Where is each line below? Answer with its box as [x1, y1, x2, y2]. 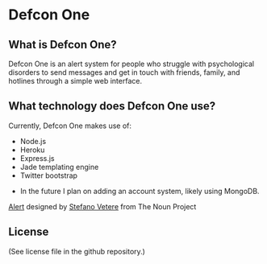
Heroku [19, 145, 45, 155]
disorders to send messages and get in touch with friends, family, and [8, 68, 240, 77]
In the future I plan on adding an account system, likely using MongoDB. [19, 186, 260, 196]
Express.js [19, 153, 55, 163]
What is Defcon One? [8, 38, 117, 52]
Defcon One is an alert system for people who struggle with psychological [8, 59, 255, 68]
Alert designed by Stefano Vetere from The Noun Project [8, 201, 197, 211]
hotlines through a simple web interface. [8, 76, 143, 85]
